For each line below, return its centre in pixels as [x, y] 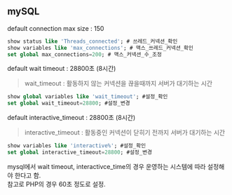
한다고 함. [28, 175]
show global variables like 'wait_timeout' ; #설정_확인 [88, 97]
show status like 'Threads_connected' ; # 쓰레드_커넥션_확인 [93, 41]
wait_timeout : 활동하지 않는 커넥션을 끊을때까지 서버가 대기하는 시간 [118, 83]
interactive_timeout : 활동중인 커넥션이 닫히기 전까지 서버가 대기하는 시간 [125, 133]
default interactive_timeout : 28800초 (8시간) [71, 118]
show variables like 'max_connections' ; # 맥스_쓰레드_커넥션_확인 [101, 48]
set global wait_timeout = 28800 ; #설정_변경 [69, 103]
